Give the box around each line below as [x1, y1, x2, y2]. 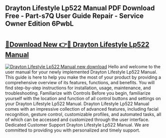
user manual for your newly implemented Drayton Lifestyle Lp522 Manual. [5, 69, 158, 75]
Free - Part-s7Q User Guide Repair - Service [5, 12, 144, 20]
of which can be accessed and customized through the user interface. [5, 117, 150, 123]
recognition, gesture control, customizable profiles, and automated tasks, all [5, 112, 162, 117]
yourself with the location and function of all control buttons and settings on [5, 96, 161, 101]
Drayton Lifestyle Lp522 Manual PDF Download [5, 4, 155, 12]
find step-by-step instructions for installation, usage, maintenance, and [5, 85, 151, 91]
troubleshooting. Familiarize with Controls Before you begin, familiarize [5, 90, 151, 96]
